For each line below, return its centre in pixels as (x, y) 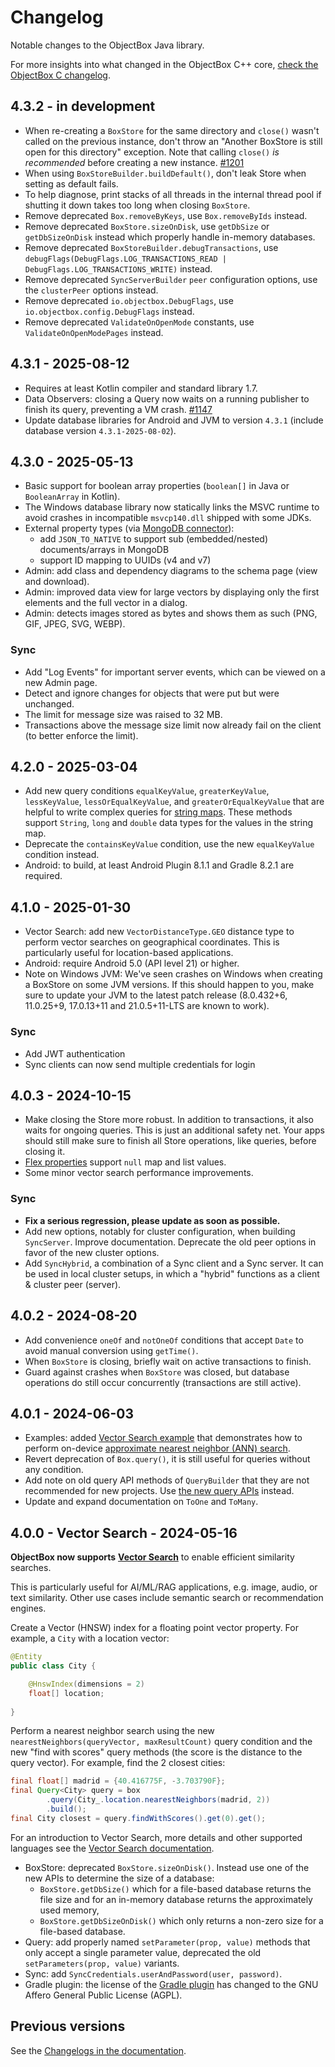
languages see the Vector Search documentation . (112, 1848)
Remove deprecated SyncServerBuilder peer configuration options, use (171, 279)
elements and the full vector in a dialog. (106, 603)
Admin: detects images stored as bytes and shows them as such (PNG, (171, 613)
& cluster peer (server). (73, 1284)
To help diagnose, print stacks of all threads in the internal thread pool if (173, 194)
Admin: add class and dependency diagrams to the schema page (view (171, 571)
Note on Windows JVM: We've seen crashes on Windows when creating (173, 974)
